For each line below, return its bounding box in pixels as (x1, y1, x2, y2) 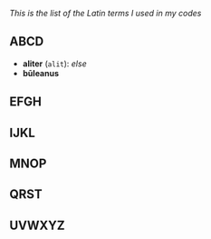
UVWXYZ (9, 217, 65, 233)
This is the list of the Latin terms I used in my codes (9, 8, 202, 18)
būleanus (22, 67, 60, 78)
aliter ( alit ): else (22, 58, 88, 69)
